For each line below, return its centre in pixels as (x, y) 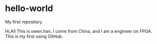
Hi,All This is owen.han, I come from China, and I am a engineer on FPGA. (79, 31)
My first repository (24, 22)
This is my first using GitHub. (34, 36)
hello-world (29, 8)
